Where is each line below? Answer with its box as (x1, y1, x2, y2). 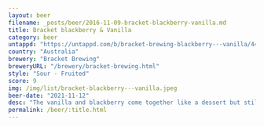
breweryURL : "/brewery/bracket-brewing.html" (8, 63, 159, 70)
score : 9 (8, 77, 37, 85)
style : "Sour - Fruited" (8, 70, 90, 77)
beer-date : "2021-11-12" (8, 92, 90, 99)
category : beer (8, 33, 58, 41)
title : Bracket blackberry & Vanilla (8, 26, 132, 34)
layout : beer (8, 11, 51, 20)
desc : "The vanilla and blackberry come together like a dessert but (8, 99, 241, 106)
